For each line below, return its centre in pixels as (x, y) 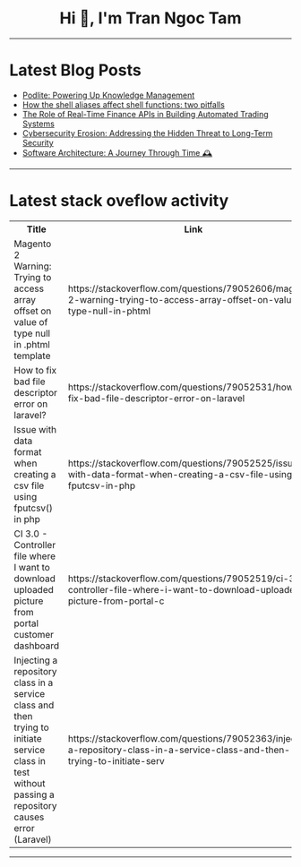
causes (29, 817)
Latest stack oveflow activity (119, 201)
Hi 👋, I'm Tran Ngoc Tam (150, 18)
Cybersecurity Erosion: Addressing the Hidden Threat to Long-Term (147, 133)
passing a (34, 794)
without (30, 783)
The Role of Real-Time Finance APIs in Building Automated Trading (145, 114)
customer (34, 634)
